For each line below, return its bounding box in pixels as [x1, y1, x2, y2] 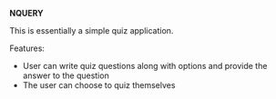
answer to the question [22, 70, 109, 81]
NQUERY [9, 8, 44, 18]
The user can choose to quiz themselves [22, 80, 176, 90]
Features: [9, 43, 46, 54]
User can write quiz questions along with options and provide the [22, 61, 268, 71]
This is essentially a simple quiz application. [9, 25, 174, 35]
